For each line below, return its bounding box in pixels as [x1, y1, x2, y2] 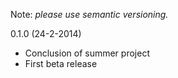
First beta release [24, 58, 98, 69]
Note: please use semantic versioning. [10, 9, 169, 20]
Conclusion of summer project [24, 47, 150, 59]
